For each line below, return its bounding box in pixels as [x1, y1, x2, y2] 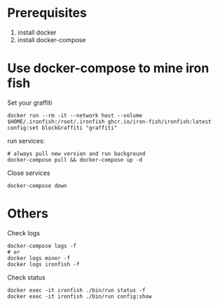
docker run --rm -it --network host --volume [7, 112, 142, 119]
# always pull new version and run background [7, 150, 146, 157]
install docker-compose [17, 35, 86, 44]
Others [7, 206, 49, 222]
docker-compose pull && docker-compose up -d [7, 156, 142, 163]
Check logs [7, 228, 41, 237]
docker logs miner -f [7, 254, 71, 261]
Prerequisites [7, 5, 88, 21]
